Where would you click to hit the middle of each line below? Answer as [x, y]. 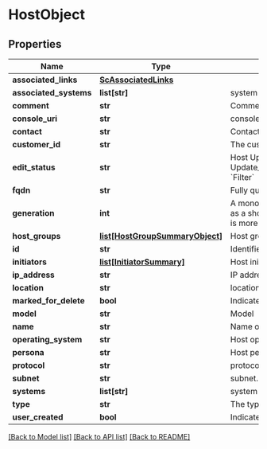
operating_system [47, 340]
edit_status [34, 167]
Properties [35, 44]
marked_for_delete [48, 301]
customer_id [37, 144]
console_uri [35, 119]
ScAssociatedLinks [136, 80]
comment [31, 105]
